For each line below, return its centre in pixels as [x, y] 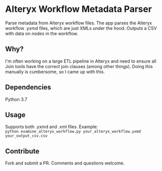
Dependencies [28, 87]
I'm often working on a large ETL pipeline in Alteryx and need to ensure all [81, 61]
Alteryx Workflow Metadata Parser [79, 9]
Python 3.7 [16, 99]
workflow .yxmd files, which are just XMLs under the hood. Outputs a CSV [81, 28]
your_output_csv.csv [27, 136]
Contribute [22, 151]
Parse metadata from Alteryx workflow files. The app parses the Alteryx [79, 23]
